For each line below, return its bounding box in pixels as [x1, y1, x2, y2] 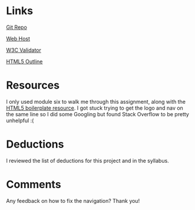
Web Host [6, 35, 31, 42]
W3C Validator [6, 46, 41, 54]
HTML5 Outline [6, 58, 43, 65]
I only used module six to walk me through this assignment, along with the [6, 98, 186, 105]
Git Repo [6, 24, 28, 31]
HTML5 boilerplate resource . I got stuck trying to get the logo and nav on [6, 104, 184, 111]
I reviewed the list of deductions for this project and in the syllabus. [6, 157, 169, 164]
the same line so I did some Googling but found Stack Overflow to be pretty [6, 110, 190, 117]
